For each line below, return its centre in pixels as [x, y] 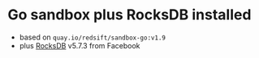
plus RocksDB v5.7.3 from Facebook [80, 45]
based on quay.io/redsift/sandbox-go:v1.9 [92, 37]
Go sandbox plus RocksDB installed [129, 15]
